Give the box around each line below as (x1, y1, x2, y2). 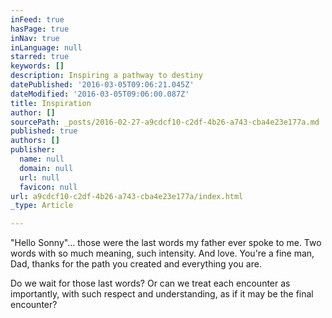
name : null (19, 154, 65, 164)
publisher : (10, 145, 56, 155)
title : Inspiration (10, 98, 92, 108)
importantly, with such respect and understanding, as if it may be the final (10, 288, 314, 300)
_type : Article (10, 201, 74, 211)
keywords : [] (10, 61, 65, 71)
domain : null (19, 163, 74, 173)
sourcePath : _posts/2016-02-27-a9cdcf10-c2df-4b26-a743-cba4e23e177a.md (10, 117, 320, 127)
